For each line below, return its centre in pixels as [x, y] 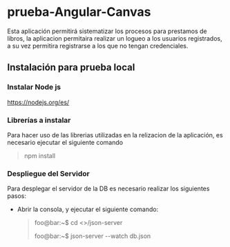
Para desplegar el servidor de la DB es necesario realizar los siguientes [108, 189]
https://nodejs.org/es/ [38, 102]
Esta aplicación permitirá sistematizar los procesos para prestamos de [107, 31]
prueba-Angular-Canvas [79, 12]
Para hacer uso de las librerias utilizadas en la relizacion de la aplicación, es [115, 135]
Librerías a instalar [39, 120]
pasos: [17, 196]
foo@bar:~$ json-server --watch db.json [93, 236]
